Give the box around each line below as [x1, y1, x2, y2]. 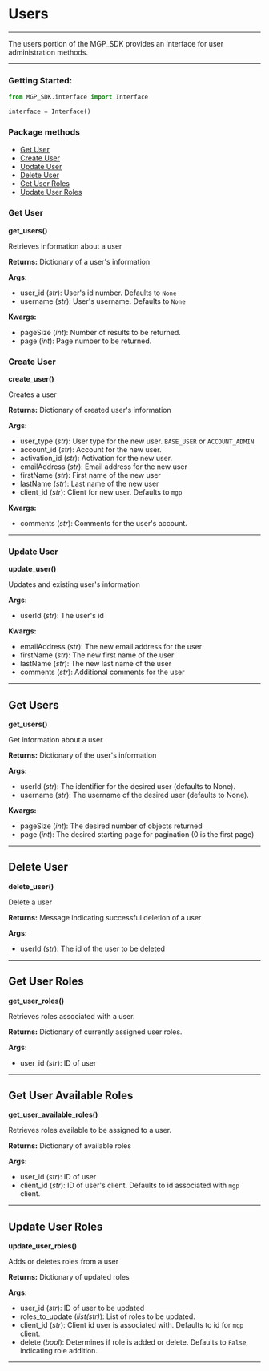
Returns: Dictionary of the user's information [8, 750, 157, 760]
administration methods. [8, 47, 89, 57]
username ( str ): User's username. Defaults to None [19, 296, 186, 305]
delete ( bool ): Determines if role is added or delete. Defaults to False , [19, 1337, 249, 1347]
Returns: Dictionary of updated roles [8, 1272, 130, 1282]
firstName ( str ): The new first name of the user [19, 650, 175, 660]
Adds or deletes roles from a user [8, 1256, 118, 1267]
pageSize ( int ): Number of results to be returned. [19, 327, 182, 337]
